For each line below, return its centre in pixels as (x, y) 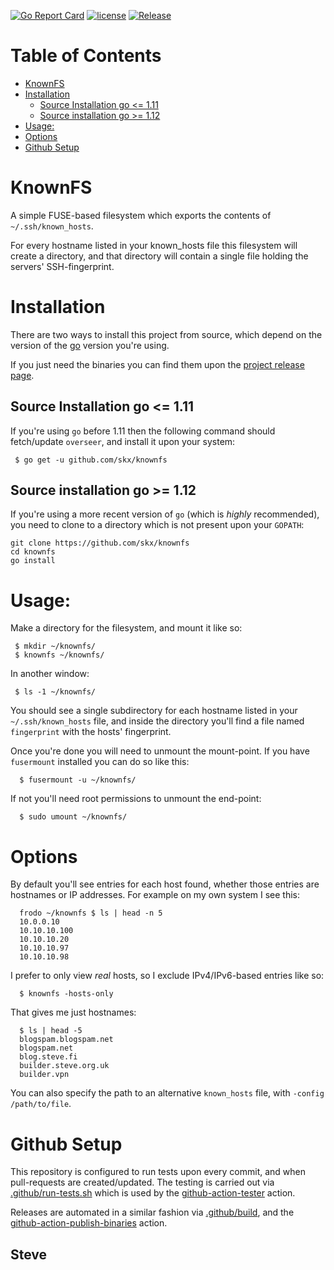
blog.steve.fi (48, 1057)
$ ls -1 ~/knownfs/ (55, 692)
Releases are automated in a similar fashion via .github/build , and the (152, 1212)
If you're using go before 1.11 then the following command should (143, 431)
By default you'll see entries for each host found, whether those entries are (165, 884)
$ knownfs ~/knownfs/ (59, 655)
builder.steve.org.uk (64, 1066)
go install (33, 561)
